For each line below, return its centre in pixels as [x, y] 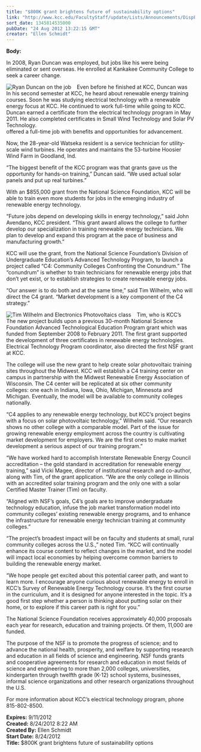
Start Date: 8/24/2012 [33, 736]
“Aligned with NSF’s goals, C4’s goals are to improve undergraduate [89, 502]
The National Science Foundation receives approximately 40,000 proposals [99, 619]
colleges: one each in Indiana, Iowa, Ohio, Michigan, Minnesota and [89, 390]
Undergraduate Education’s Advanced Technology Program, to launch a [95, 260]
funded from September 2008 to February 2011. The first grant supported [97, 334]
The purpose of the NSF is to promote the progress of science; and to [92, 643]
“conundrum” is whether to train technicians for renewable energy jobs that [99, 273]
